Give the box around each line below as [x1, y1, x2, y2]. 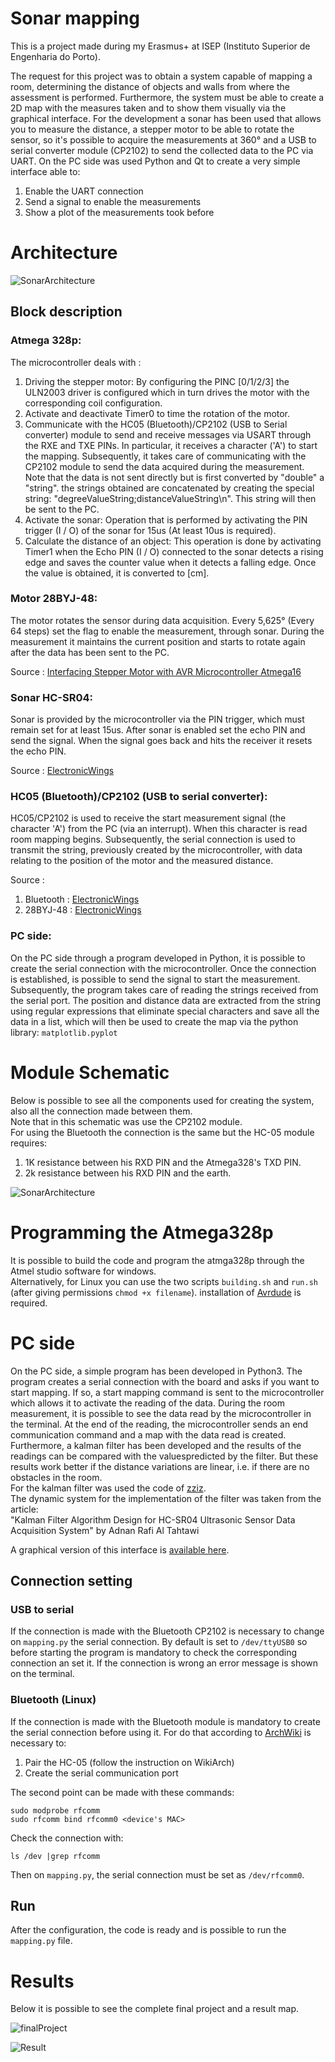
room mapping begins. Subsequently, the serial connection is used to [10, 833, 296, 846]
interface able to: [10, 165, 81, 177]
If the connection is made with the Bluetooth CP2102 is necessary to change [10, 1625, 325, 1637]
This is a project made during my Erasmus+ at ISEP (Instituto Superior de [10, 40, 311, 52]
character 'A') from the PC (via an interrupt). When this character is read [10, 823, 308, 835]
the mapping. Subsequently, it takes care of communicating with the [24, 450, 307, 462]
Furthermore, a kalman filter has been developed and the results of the [10, 1439, 302, 1451]
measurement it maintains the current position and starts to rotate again [10, 635, 306, 647]
